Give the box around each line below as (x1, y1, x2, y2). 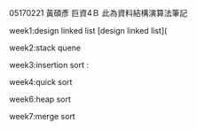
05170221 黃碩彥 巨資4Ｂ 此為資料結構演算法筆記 (9, 8, 188, 18)
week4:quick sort (9, 77, 73, 87)
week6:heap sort (9, 94, 71, 104)
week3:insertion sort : (9, 60, 89, 70)
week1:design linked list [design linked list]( (9, 26, 168, 35)
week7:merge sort (9, 111, 75, 121)
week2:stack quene (9, 42, 82, 53)
